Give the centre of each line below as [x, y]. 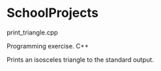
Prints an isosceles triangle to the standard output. [80, 59]
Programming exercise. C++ [48, 46]
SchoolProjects [52, 13]
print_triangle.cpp [32, 32]
